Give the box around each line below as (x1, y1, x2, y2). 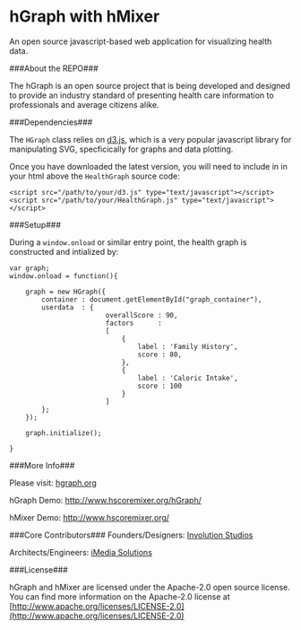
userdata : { (41, 302, 94, 311)
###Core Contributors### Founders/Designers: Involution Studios (9, 529, 254, 540)
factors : (105, 319, 163, 328)
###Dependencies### (9, 117, 93, 127)
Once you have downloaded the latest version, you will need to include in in (9, 161, 288, 171)
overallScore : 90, (105, 311, 178, 319)
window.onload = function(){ (9, 271, 118, 280)
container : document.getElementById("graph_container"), (41, 294, 262, 304)
